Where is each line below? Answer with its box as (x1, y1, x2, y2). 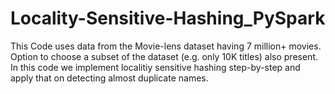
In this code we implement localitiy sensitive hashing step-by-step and (10, 61, 301, 73)
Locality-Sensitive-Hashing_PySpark (10, 7, 326, 30)
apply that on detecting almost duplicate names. (10, 72, 209, 84)
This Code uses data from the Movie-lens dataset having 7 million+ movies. (10, 40, 322, 52)
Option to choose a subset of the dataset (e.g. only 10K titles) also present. (10, 50, 318, 62)
